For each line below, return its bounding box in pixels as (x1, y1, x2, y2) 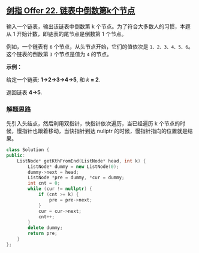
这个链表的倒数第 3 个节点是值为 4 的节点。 (6, 50, 113, 58)
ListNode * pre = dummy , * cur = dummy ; (28, 174, 125, 181)
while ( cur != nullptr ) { (28, 186, 93, 192)
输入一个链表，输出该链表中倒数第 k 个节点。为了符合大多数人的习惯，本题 (6, 23, 191, 30)
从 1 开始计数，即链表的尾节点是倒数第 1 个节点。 (6, 30, 127, 37)
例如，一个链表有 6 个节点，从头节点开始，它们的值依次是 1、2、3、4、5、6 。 (6, 43, 194, 50)
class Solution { (6, 147, 50, 153)
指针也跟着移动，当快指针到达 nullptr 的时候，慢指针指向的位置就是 (22, 128, 188, 135)
